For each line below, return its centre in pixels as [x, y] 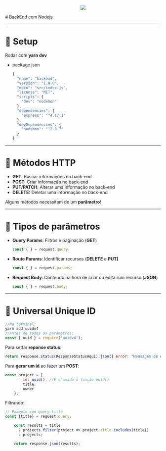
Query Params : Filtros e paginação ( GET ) [55, 240]
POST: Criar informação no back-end [50, 182]
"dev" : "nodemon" [39, 101]
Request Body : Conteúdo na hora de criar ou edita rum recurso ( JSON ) [85, 277]
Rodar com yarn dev [26, 55]
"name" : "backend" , [37, 78]
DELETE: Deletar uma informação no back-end [60, 192]
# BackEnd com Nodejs [29, 17]
